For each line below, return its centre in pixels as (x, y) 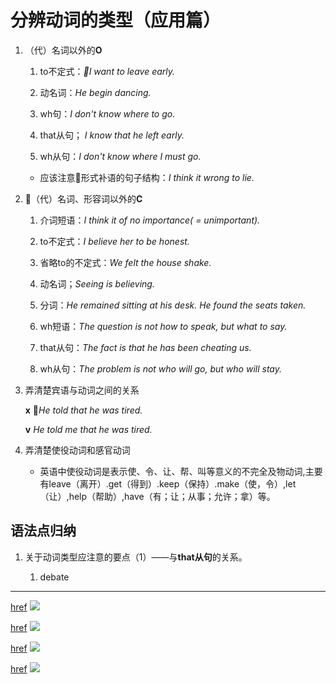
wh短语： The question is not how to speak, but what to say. (163, 326)
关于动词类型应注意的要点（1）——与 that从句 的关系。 (136, 557)
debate (54, 577)
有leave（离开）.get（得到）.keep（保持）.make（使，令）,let (168, 483)
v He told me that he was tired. (88, 429)
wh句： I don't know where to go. (107, 113)
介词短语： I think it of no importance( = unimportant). (150, 220)
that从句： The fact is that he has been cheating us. (145, 347)
